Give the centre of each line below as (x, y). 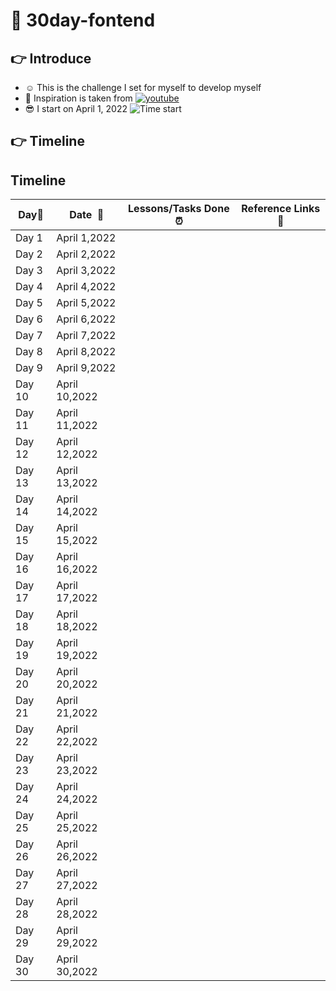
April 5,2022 (86, 303)
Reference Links (281, 209)
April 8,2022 (86, 352)
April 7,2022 (86, 336)
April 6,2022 (86, 319)
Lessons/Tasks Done (179, 209)
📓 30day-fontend (83, 20)
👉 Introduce (51, 58)
